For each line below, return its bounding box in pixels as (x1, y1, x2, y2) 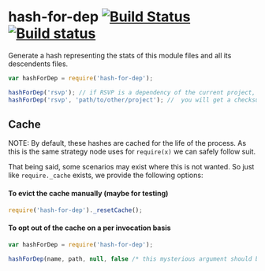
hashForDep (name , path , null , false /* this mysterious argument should (8, 254, 252, 263)
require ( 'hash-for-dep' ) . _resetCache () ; (8, 206, 144, 214)
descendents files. (8, 59, 69, 69)
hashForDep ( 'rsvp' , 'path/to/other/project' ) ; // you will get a (8, 95, 231, 104)
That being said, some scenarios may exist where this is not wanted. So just (8, 162, 255, 172)
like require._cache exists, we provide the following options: (8, 170, 203, 180)
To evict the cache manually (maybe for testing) (8, 188, 169, 198)
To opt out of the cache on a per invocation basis (8, 223, 171, 232)
